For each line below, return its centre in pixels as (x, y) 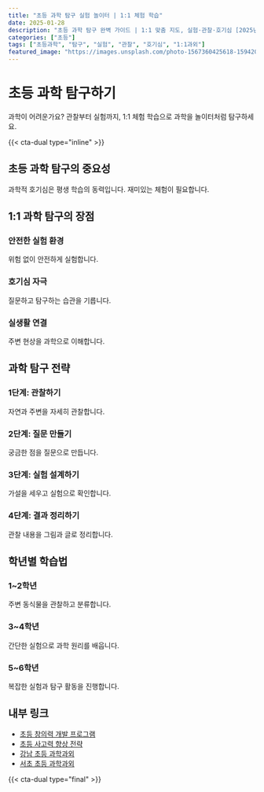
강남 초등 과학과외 (47, 753)
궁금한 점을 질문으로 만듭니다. (53, 452)
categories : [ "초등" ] (42, 37)
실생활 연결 (28, 322)
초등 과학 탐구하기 (62, 93)
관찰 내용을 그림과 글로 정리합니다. (60, 534)
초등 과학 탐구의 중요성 (60, 169)
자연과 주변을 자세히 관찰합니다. (57, 411)
